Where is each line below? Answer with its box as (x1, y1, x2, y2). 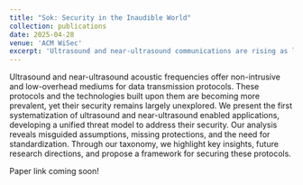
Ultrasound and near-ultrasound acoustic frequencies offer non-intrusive (9, 71, 281, 82)
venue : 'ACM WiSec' (9, 38, 83, 48)
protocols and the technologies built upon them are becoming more (9, 91, 260, 102)
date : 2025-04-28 (9, 30, 75, 39)
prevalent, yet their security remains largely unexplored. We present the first (9, 100, 293, 111)
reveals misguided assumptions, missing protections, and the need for (9, 129, 271, 140)
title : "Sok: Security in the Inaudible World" (9, 13, 192, 23)
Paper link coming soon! (9, 166, 99, 177)
